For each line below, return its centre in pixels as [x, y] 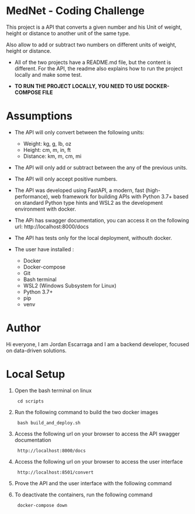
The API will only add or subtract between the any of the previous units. [101, 167]
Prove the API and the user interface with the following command [93, 483]
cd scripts [30, 401]
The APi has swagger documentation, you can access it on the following [102, 220]
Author [23, 328]
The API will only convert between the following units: [79, 132]
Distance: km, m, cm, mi [52, 156]
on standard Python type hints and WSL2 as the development [88, 202]
